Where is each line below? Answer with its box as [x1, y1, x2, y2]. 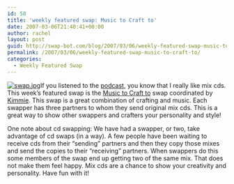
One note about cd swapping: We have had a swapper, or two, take [7, 124, 201, 132]
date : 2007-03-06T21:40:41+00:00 [7, 23, 104, 30]
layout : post [7, 36, 45, 43]
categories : [7, 56, 42, 63]
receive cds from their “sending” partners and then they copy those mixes [7, 139, 220, 147]
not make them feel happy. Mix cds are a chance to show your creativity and [7, 161, 226, 169]
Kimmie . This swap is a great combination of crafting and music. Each [7, 95, 208, 105]
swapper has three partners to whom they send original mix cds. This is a [7, 103, 218, 112]
